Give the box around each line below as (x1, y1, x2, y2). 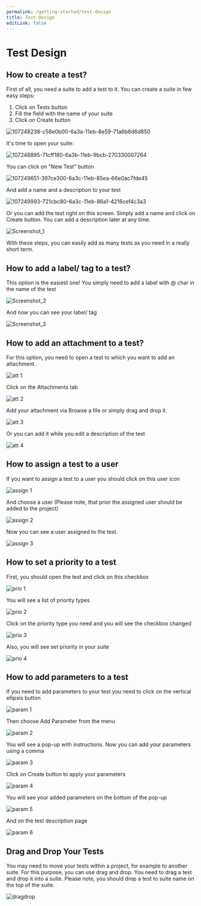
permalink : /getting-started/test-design (6, 8, 112, 15)
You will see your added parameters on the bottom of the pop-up (6, 794, 167, 801)
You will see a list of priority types (6, 596, 90, 604)
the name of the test (6, 286, 56, 293)
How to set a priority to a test (6, 557, 117, 568)
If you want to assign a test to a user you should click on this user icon (6, 475, 180, 482)
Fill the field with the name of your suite (14, 110, 113, 117)
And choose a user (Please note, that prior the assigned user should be (6, 498, 182, 506)
